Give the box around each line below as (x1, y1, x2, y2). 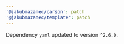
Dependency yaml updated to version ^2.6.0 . (5, 31, 118, 38)
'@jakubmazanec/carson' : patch (5, 8, 85, 15)
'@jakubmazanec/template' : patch (5, 14, 91, 20)
